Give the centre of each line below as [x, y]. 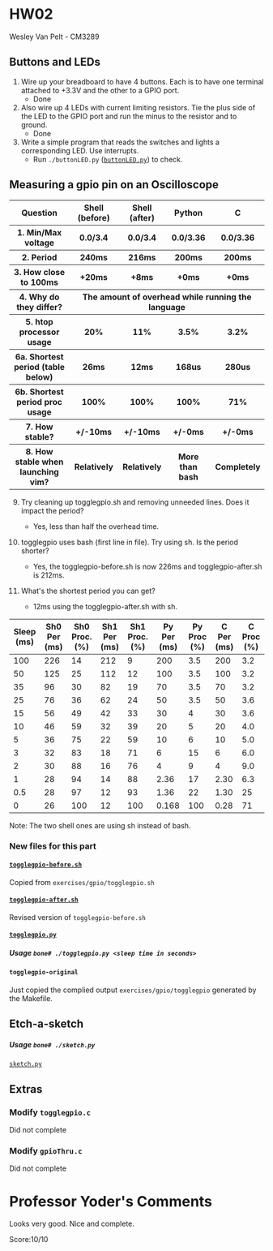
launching [39, 471]
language [167, 307]
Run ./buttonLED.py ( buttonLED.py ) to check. [108, 159]
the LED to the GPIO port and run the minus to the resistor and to [129, 116]
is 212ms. [49, 575]
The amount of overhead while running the [167, 297]
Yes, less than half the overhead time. [96, 526]
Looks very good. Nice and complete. [72, 1224]
